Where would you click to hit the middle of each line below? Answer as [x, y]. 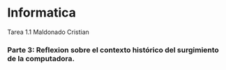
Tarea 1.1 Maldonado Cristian [48, 32]
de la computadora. [41, 58]
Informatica [42, 13]
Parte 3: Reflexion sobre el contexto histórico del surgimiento [113, 50]
